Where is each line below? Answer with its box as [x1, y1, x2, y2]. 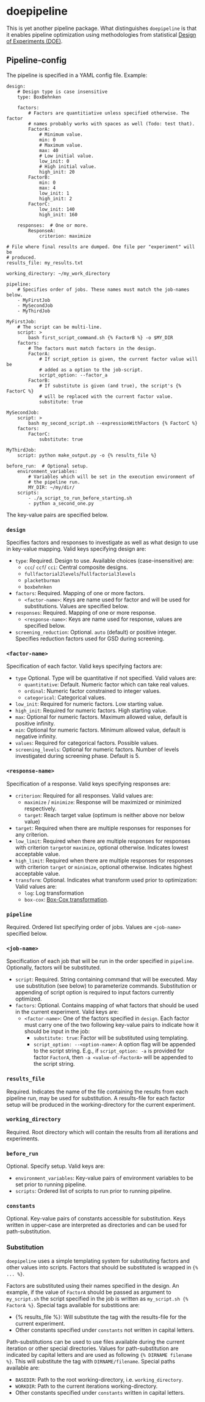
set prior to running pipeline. [15, 1181, 87, 1188]
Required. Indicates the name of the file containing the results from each [6, 1088, 189, 1095]
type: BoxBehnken [17, 94, 62, 100]
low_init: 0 [38, 158, 70, 164]
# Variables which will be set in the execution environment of [28, 474, 195, 480]
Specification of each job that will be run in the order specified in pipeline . [6, 958, 194, 965]
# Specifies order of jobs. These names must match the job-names [17, 286, 190, 293]
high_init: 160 [38, 211, 78, 218]
